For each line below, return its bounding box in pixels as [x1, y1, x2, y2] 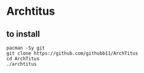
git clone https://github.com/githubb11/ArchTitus [6, 50, 138, 56]
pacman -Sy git [6, 45, 45, 51]
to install [6, 29, 40, 39]
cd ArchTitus [6, 56, 40, 62]
